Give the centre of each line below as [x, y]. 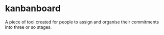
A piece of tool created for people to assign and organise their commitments [82, 22]
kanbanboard [33, 9]
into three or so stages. [28, 27]
